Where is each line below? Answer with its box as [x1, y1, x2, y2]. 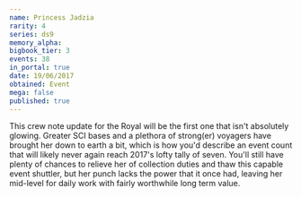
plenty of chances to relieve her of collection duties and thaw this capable [9, 158, 284, 170]
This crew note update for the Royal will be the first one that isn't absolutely [9, 121, 289, 132]
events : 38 [9, 55, 50, 64]
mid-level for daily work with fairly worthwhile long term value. [9, 178, 241, 189]
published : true [9, 96, 70, 106]
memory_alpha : [9, 38, 63, 47]
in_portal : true [9, 64, 70, 73]
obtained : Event [9, 80, 70, 89]
